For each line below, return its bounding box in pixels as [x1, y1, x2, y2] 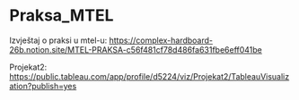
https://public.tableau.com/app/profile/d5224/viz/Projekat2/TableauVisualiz [9, 71, 290, 81]
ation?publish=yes [9, 80, 77, 91]
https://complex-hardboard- [109, 35, 214, 46]
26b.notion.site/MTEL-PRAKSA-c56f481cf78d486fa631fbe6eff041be [9, 44, 263, 54]
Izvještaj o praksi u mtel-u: [9, 35, 108, 46]
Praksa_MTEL [9, 5, 114, 26]
